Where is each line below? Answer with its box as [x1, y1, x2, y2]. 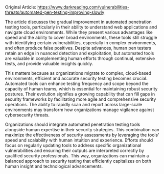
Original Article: [5, 4, 37, 10]
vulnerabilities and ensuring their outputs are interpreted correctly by [5, 147, 144, 153]
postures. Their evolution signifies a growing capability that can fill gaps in [5, 91, 155, 97]
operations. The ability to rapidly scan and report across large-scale [5, 102, 142, 107]
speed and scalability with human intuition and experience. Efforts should [5, 137, 153, 143]
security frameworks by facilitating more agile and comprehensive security [5, 96, 156, 102]
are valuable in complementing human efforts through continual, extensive [5, 56, 155, 61]
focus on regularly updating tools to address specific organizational [5, 143, 141, 148]
